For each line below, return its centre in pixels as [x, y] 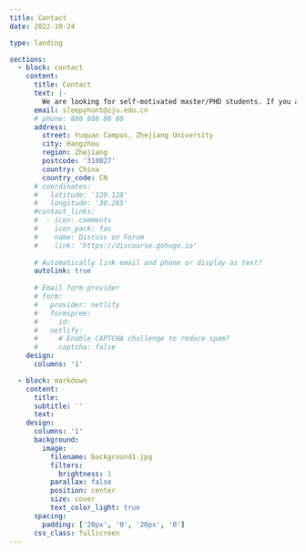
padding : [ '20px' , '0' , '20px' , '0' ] [113, 525]
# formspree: [62, 313]
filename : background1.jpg [101, 456]
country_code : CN [75, 178]
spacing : [50, 516]
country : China [71, 169]
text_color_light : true [95, 507]
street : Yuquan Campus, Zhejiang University [128, 136]
